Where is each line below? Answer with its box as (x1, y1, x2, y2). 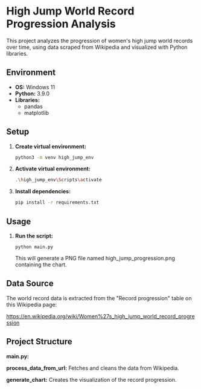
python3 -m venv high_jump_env (14, 154, 94, 161)
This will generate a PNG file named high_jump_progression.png (14, 255, 175, 262)
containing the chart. (14, 261, 68, 268)
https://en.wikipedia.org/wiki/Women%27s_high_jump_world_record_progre (6, 312, 195, 320)
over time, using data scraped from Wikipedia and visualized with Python (6, 43, 188, 51)
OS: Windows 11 (14, 83, 56, 91)
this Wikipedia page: (6, 301, 57, 308)
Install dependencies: (14, 188, 71, 195)
